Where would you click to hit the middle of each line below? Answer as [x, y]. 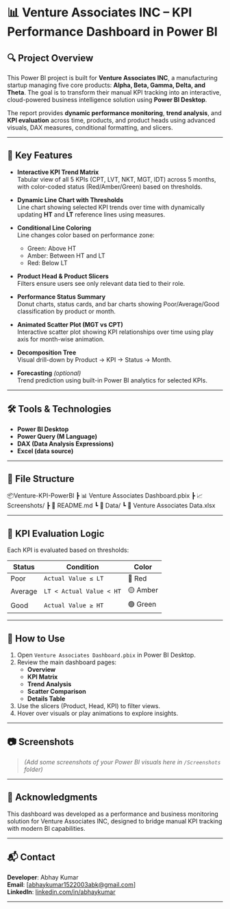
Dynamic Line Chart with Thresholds [70, 199]
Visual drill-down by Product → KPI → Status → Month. [94, 359]
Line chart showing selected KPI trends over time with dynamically [111, 207]
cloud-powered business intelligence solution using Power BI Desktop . [107, 100]
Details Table [46, 699]
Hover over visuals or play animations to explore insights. [98, 714]
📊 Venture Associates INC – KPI [100, 13]
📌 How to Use [36, 639]
